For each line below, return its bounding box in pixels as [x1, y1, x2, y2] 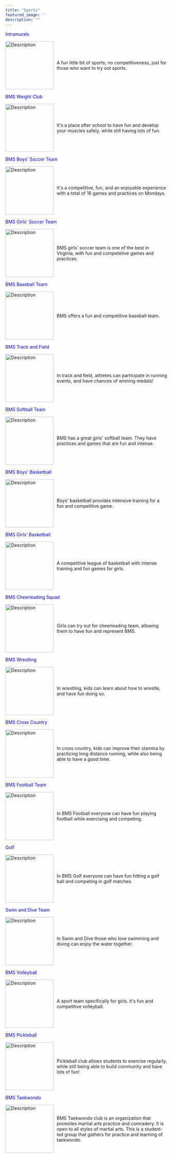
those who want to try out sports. [56, 65, 127, 71]
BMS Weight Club [5, 93, 43, 100]
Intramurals [5, 31, 30, 37]
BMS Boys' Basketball [5, 469, 52, 475]
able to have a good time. [56, 756, 110, 762]
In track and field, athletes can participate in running [56, 373, 167, 379]
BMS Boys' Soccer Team [5, 156, 58, 162]
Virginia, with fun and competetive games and [56, 250, 154, 256]
